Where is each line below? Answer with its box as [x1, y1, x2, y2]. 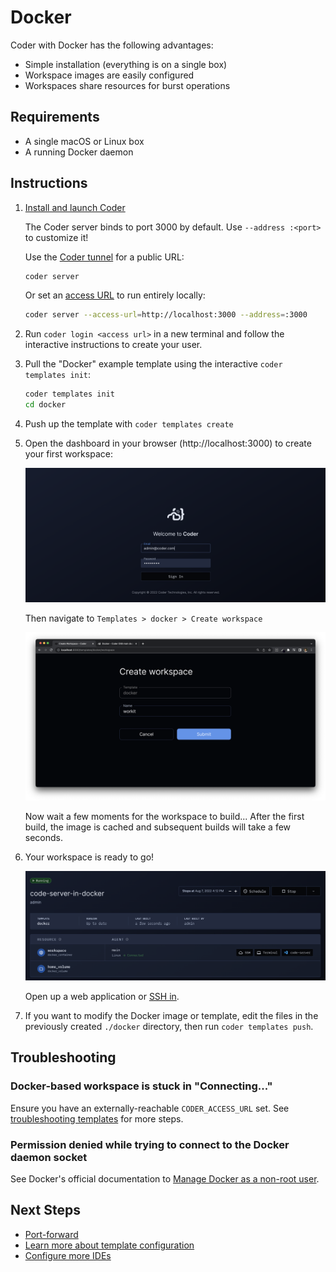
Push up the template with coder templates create [24, 418, 234, 430]
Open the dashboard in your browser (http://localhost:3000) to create [24, 437, 312, 450]
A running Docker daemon [24, 146, 134, 158]
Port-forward [24, 1228, 79, 1240]
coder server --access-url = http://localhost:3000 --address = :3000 [24, 310, 308, 320]
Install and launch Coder [24, 201, 126, 213]
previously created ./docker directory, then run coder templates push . [24, 1020, 314, 1032]
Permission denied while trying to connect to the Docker [10, 1137, 290, 1151]
